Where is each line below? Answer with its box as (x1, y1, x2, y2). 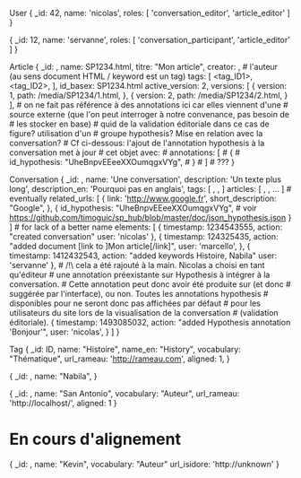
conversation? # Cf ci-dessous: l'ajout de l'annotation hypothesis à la (9, 138, 265, 148)
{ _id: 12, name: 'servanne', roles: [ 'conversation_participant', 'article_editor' (9, 35, 291, 45)
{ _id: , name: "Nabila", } (9, 371, 98, 381)
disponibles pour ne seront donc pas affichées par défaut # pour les (9, 298, 262, 309)
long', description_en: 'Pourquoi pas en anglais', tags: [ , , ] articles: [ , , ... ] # (9, 184, 292, 194)
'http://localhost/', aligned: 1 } (9, 398, 118, 408)
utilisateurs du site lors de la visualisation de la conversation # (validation (9, 308, 279, 317)
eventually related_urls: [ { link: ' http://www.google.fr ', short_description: (9, 193, 277, 204)
